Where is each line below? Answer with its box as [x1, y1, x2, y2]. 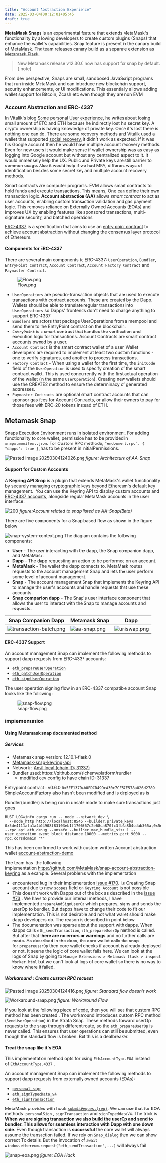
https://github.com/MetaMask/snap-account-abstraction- [38, 865, 156, 871]
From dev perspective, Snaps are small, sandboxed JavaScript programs [5, 75, 153, 82]
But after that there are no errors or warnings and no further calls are [12, 932, 155, 938]
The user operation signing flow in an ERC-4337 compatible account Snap [5, 685, 157, 691]
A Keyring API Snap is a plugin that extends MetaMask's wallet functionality [5, 477, 161, 483]
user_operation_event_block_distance [5, 831, 83, 836]
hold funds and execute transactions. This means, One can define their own [5, 188, 160, 194]
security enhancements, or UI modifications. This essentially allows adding [5, 86, 158, 92]
